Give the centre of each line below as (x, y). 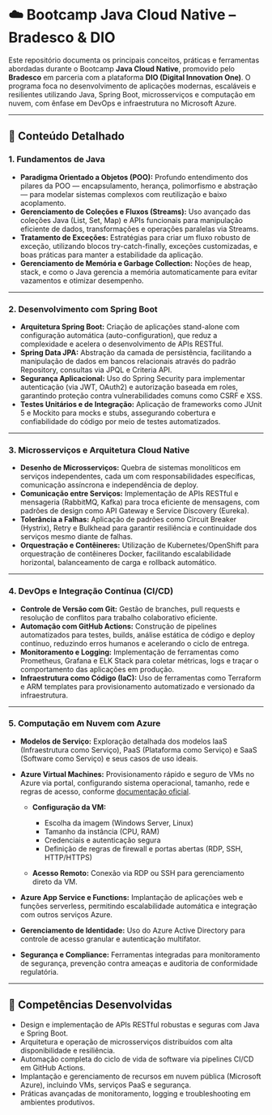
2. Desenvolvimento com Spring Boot (83, 309)
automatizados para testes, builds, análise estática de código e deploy (137, 635)
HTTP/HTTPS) (68, 857)
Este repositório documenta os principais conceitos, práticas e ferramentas (134, 60)
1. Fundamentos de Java (57, 160)
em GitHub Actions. (53, 1067)
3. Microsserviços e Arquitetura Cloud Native (99, 450)
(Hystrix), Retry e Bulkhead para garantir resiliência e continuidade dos (138, 528)
